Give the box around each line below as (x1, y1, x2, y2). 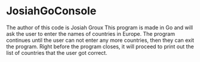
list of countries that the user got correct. (6, 49, 107, 56)
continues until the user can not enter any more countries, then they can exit (6, 36, 194, 44)
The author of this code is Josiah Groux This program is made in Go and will (6, 24, 193, 31)
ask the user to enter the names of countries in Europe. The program (6, 30, 175, 37)
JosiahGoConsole (6, 4, 97, 18)
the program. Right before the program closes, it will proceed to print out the (6, 43, 194, 50)
